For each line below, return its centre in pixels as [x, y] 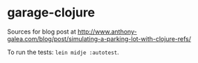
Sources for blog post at [42, 32]
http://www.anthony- [107, 32]
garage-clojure [51, 13]
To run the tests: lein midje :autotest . [63, 52]
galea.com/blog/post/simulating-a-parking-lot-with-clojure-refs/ [99, 38]
